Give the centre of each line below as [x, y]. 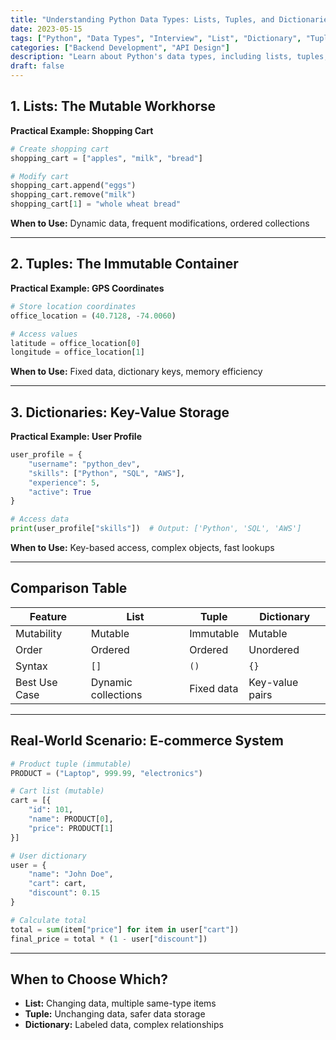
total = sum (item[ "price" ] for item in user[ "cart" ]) [125, 929]
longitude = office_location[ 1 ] [77, 352]
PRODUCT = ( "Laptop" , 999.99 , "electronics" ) [106, 773]
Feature [48, 616]
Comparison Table [69, 588]
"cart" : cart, [57, 884]
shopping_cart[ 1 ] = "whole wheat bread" [96, 204]
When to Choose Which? [89, 979]
